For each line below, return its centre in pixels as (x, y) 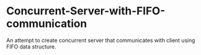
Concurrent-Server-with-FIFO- (86, 11)
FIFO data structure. (31, 47)
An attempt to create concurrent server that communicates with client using (101, 40)
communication (47, 24)
